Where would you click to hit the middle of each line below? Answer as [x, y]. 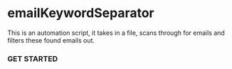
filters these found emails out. [51, 40]
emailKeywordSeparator [81, 13]
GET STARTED [33, 58]
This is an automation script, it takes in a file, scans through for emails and [116, 33]
